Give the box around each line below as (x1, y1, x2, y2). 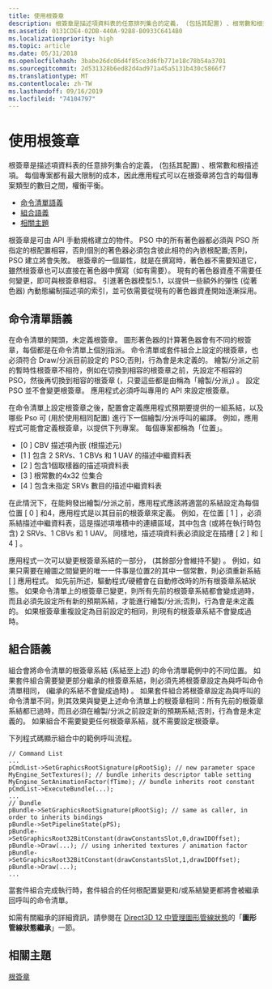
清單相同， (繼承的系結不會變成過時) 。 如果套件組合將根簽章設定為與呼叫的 (8, 685, 261, 695)
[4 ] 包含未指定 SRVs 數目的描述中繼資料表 (19, 481, 162, 490)
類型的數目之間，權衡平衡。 (15, 181, 108, 190)
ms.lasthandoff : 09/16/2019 (8, 87, 104, 96)
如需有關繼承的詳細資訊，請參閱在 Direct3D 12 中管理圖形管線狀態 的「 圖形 (8, 912, 257, 922)
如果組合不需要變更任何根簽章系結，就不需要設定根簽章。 (31, 716, 223, 726)
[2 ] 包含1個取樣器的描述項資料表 (19, 461, 130, 470)
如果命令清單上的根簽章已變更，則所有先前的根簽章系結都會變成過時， (23, 586, 259, 595)
